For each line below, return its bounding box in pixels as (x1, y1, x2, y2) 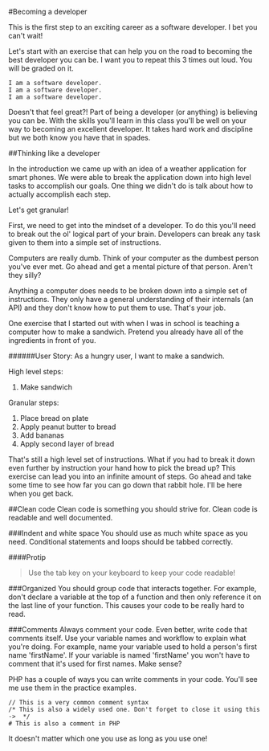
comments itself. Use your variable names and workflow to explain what (8, 634, 247, 643)
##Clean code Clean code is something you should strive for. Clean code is (8, 504, 259, 513)
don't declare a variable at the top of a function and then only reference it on (8, 592, 262, 602)
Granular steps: (8, 398, 59, 407)
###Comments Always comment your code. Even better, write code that (8, 625, 247, 634)
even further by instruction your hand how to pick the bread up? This (8, 463, 236, 472)
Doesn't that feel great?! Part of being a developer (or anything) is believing (8, 108, 259, 116)
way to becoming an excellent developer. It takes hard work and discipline (8, 124, 253, 133)
